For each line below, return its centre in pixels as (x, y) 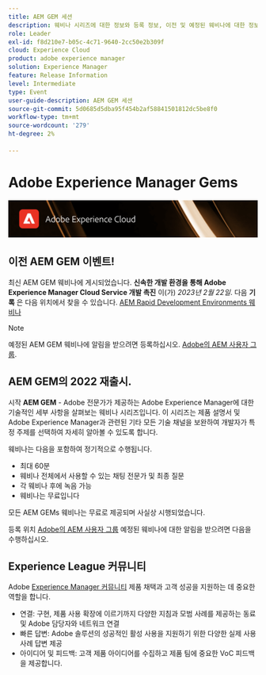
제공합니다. (46, 663)
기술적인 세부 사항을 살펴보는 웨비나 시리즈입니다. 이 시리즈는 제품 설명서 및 (124, 412)
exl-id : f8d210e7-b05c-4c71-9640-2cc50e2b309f (86, 42)
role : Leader (30, 33)
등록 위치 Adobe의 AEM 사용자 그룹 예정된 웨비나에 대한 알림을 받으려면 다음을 (130, 529)
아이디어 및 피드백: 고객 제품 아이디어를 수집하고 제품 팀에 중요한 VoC (127, 654)
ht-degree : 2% (32, 134)
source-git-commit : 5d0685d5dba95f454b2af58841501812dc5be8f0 (113, 109)
